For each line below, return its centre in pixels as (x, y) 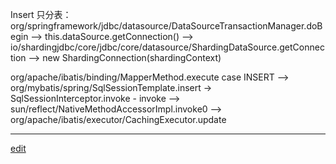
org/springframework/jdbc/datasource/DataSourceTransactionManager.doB (166, 26)
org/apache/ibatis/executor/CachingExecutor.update (118, 119)
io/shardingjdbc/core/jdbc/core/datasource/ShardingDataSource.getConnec (167, 47)
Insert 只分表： (41, 14)
